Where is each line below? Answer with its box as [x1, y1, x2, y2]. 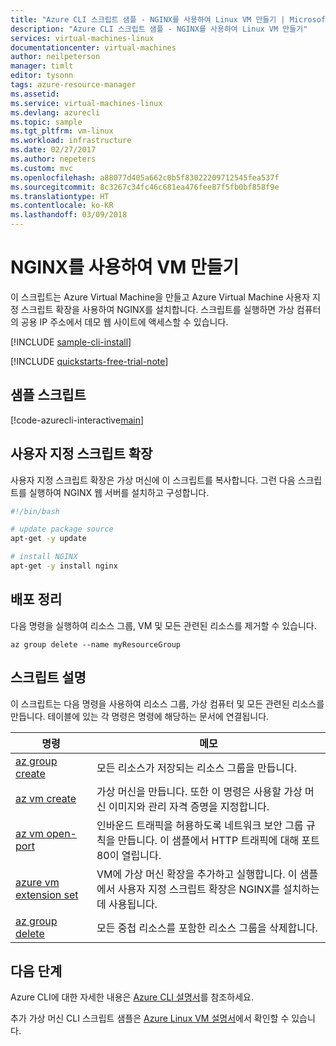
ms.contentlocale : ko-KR [10, 201, 114, 211]
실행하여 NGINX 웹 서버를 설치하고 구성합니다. [28, 486, 210, 498]
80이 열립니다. [96, 848, 162, 862]
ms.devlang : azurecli [10, 107, 101, 118]
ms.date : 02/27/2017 [10, 145, 97, 155]
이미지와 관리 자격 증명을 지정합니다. [108, 799, 270, 813]
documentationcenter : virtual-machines [10, 42, 177, 53]
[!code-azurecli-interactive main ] [10, 414, 145, 426]
